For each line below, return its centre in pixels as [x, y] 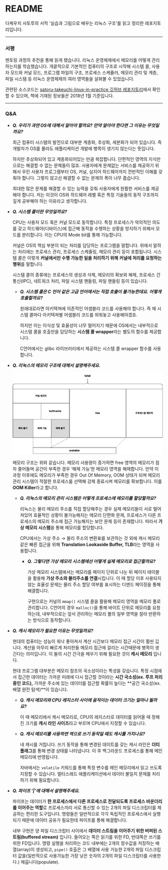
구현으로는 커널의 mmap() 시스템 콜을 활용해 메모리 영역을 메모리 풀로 [94, 601]
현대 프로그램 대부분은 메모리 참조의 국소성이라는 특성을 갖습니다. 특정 [80, 670]
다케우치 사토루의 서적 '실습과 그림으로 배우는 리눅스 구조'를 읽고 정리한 [74, 23]
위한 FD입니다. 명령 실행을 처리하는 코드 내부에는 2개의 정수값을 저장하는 [83, 843]
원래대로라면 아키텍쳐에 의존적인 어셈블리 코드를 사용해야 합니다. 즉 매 [88, 308]
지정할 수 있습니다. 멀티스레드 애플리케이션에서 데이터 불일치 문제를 [85, 773]
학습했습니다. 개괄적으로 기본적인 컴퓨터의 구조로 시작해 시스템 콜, [86, 66]
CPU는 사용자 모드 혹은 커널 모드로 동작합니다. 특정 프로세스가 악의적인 [82, 222]
